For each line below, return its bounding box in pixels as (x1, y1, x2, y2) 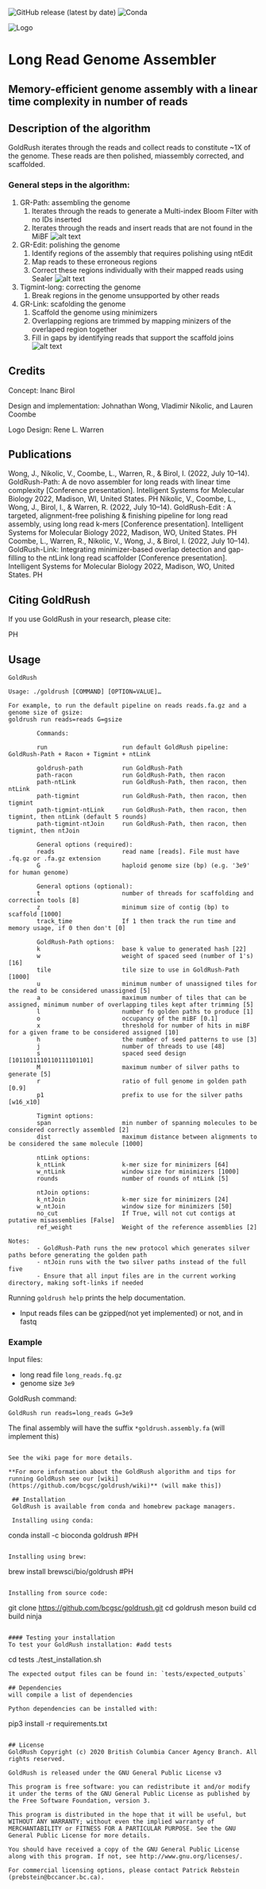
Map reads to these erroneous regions (31, 257, 157, 266)
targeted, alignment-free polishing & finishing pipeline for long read (8, 511, 229, 521)
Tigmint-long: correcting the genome (19, 282, 141, 292)
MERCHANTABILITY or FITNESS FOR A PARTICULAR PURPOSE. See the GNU (8, 1825, 237, 1833)
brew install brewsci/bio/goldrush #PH (8, 1567, 133, 1577)
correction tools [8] (8, 896, 80, 904)
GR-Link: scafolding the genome (19, 299, 126, 308)
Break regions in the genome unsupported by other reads (31, 290, 220, 300)
